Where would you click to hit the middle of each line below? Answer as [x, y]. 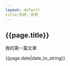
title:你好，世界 [22, 15]
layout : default [22, 10]
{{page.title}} [27, 35]
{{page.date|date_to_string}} [35, 58]
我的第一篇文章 [21, 48]
